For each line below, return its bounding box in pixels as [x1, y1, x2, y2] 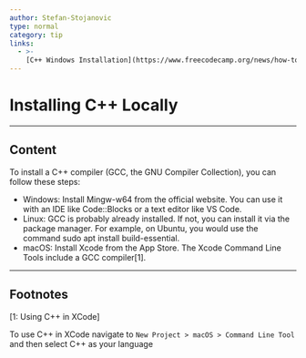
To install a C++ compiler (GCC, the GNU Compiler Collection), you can [9, 166, 277, 178]
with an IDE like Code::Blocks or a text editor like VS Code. [22, 203, 242, 214]
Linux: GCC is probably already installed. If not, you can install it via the [22, 213, 290, 224]
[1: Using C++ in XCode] [9, 311, 100, 322]
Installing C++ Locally [9, 95, 178, 116]
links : [9, 38, 35, 48]
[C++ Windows [25, 56, 76, 65]
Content [9, 142, 57, 158]
